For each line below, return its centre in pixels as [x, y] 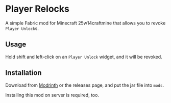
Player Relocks [38, 9]
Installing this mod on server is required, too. [52, 95]
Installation [23, 73]
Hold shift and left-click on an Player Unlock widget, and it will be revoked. [84, 57]
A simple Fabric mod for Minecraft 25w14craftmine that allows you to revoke [86, 23]
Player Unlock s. [22, 28]
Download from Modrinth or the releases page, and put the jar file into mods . [85, 85]
